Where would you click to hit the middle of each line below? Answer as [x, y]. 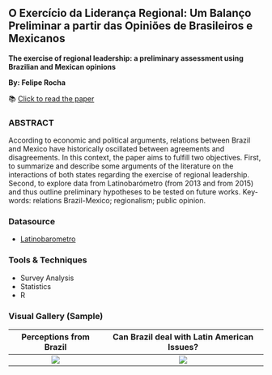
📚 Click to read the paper [51, 98]
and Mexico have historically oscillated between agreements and [117, 149]
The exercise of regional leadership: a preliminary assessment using [126, 58]
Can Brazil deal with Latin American [183, 337]
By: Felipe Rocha [37, 82]
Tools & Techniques [48, 260]
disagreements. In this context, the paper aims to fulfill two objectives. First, [135, 158]
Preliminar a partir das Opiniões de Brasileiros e [131, 26]
